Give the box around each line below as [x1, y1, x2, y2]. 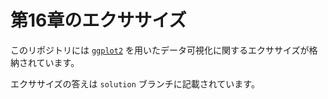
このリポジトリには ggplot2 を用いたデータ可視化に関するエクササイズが [10, 44, 310, 56]
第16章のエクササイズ [10, 9, 187, 32]
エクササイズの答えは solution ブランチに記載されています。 [10, 77, 260, 90]
